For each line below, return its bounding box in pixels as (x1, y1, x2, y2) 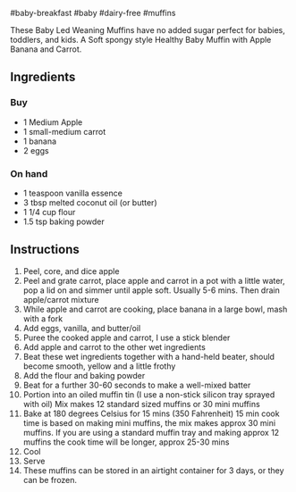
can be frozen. (22, 474, 78, 485)
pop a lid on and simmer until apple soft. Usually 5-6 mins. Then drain (22, 285, 280, 296)
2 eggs (22, 145, 49, 155)
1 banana (22, 136, 57, 146)
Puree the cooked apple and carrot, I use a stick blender (22, 332, 231, 343)
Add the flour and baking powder (22, 370, 146, 380)
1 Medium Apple (22, 116, 83, 128)
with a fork (22, 313, 63, 324)
